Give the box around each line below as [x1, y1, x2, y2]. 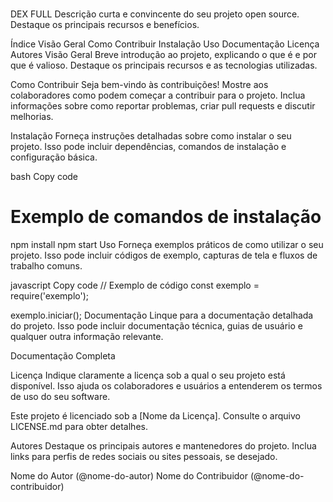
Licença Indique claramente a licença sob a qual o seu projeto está [10, 369, 286, 382]
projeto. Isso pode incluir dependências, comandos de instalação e [10, 141, 287, 153]
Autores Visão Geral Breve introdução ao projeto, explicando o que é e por [10, 49, 317, 61]
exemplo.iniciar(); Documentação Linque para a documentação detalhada [10, 309, 314, 322]
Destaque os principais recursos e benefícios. [10, 19, 200, 31]
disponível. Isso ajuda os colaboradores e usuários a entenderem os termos [10, 380, 323, 392]
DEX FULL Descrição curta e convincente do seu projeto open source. [10, 8, 300, 20]
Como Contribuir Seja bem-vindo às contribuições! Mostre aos [10, 79, 269, 91]
